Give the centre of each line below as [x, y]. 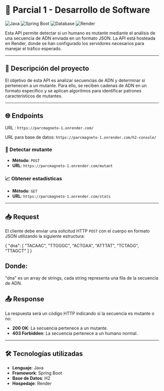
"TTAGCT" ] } [19, 251]
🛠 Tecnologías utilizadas [44, 354]
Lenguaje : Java [28, 368]
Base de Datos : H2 [31, 378]
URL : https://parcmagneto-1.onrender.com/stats [61, 196]
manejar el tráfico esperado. [33, 48]
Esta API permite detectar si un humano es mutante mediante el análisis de [80, 33]
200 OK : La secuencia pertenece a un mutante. [60, 328]
